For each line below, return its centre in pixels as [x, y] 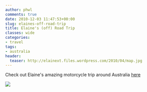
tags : [11, 47]
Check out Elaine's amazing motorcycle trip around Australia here [73, 75]
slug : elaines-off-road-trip [36, 24]
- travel [14, 42]
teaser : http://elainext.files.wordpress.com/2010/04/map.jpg [76, 61]
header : [13, 56]
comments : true [21, 14]
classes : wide [20, 33]
